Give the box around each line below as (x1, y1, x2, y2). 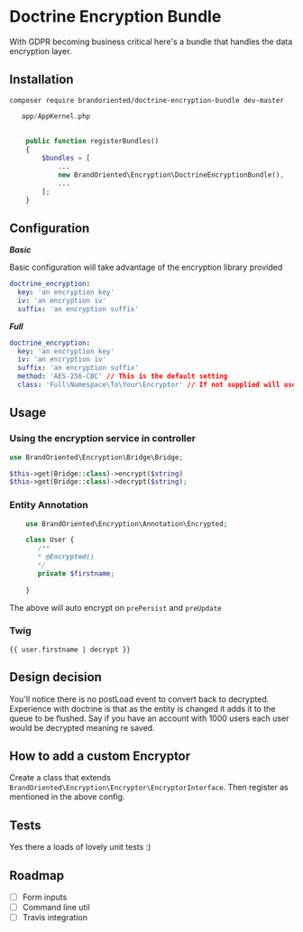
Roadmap (9, 868, 65, 883)
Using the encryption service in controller (9, 432, 197, 445)
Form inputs (22, 891, 68, 903)
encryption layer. (9, 45, 72, 56)
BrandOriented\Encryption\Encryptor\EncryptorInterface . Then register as (9, 782, 289, 793)
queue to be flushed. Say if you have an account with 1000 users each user (9, 713, 289, 724)
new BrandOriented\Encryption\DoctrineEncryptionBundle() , (57, 170, 284, 180)
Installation (9, 72, 74, 88)
